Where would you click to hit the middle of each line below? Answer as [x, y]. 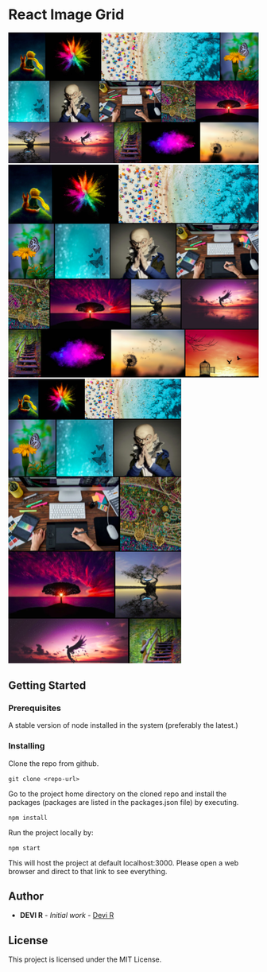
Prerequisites [35, 708]
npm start [25, 848]
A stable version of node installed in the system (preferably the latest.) [123, 725]
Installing [27, 746]
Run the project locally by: [51, 832]
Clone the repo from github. [54, 763]
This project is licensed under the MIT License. [85, 959]
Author [26, 896]
